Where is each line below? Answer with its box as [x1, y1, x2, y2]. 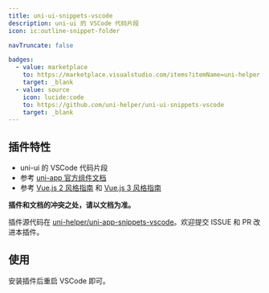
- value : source [15, 85, 70, 93]
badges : [8, 56, 35, 64]
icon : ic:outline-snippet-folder [8, 27, 120, 35]
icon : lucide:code [22, 93, 84, 101]
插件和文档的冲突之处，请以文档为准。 [8, 200, 135, 210]
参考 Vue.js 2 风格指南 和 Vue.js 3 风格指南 [19, 183, 162, 193]
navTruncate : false [8, 41, 74, 49]
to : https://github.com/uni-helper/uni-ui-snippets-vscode [22, 101, 225, 109]
